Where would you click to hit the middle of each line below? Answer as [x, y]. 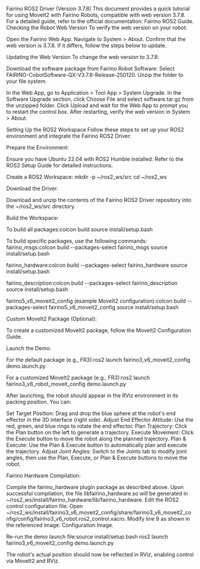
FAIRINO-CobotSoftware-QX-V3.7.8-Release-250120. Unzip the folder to [95, 75]
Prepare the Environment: [37, 147]
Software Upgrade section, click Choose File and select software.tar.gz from [100, 99]
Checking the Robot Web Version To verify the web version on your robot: [97, 27]
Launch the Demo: [29, 348]
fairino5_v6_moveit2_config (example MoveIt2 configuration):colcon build [96, 301]
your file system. [27, 81]
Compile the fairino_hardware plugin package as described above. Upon [95, 487]
